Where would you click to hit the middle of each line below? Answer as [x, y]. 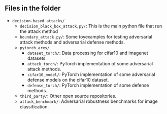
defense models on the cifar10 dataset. [68, 80]
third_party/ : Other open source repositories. [68, 96]
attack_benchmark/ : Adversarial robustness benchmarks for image [89, 101]
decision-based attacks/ [38, 21]
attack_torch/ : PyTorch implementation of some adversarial [90, 63]
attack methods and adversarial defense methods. [72, 42]
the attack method [39, 31]
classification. [34, 106]
